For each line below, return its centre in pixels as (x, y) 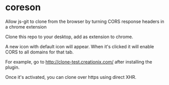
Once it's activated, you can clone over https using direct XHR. (71, 77)
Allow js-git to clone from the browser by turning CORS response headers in (85, 21)
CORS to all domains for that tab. (40, 52)
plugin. (12, 67)
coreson (23, 7)
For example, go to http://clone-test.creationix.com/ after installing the (79, 62)
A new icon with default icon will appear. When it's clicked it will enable (80, 46)
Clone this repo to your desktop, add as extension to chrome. (69, 37)
